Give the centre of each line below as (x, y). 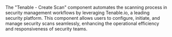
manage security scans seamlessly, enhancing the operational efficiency (82, 23)
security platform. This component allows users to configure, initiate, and (83, 18)
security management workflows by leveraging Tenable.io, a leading (78, 13)
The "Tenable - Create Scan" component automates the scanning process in (86, 7)
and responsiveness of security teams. (46, 29)
